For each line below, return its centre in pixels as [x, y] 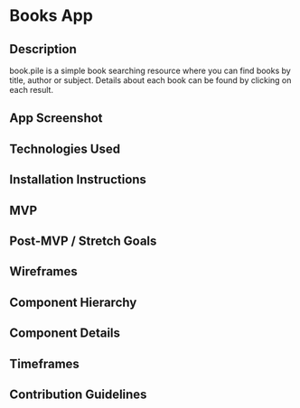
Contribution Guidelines [78, 394]
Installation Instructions [78, 180]
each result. [32, 90]
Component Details [65, 334]
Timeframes [44, 363]
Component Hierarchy [73, 302]
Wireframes [44, 272]
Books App [51, 16]
